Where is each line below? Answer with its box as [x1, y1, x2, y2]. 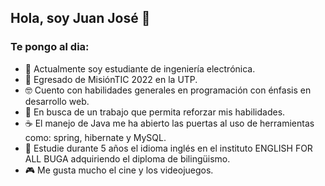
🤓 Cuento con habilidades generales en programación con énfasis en [24, 84, 312, 96]
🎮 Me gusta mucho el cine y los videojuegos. [24, 164, 214, 176]
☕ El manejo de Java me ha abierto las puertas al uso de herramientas [24, 117, 315, 129]
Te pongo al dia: [10, 40, 90, 54]
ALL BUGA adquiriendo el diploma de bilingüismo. [24, 152, 231, 165]
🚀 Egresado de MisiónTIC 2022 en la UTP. [24, 73, 198, 85]
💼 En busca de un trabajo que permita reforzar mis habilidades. [24, 106, 286, 118]
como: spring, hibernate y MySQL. [24, 131, 167, 143]
